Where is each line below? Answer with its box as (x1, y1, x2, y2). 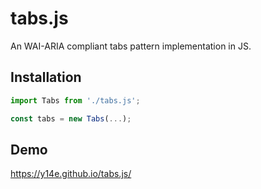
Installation (10, 69, 82, 86)
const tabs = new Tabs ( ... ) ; (10, 113, 132, 124)
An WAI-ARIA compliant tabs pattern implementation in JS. (10, 40, 252, 52)
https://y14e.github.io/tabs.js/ (10, 168, 132, 180)
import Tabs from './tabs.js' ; (10, 95, 141, 106)
